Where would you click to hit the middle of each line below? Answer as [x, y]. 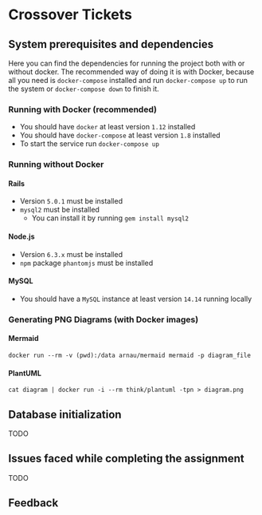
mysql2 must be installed [59, 210]
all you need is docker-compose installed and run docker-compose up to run [128, 80]
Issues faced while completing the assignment [126, 459]
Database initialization [65, 414]
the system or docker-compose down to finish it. [84, 89]
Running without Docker [56, 164]
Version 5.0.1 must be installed [71, 201]
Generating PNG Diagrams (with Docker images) [104, 319]
